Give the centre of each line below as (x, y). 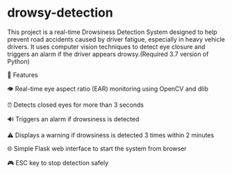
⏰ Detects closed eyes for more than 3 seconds (76, 105)
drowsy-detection (60, 13)
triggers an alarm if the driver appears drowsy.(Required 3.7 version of (108, 54)
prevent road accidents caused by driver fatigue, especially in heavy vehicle (116, 39)
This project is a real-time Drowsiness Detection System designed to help (112, 32)
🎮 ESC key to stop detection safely (58, 163)
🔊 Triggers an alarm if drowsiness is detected (73, 119)
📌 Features (23, 75)
